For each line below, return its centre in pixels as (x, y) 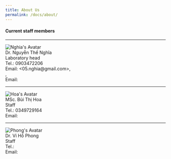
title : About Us (22, 10)
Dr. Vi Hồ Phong (22, 136)
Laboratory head (23, 58)
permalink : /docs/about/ (32, 15)
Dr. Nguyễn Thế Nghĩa (28, 52)
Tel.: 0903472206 (24, 63)
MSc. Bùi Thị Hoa (23, 99)
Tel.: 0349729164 (24, 110)
